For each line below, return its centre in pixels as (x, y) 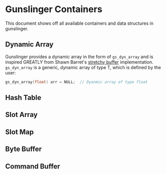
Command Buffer (33, 166)
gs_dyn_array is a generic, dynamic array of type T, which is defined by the (83, 67)
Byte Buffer (23, 149)
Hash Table (23, 98)
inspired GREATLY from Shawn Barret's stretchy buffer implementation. (79, 62)
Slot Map (19, 132)
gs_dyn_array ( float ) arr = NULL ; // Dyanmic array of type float (76, 82)
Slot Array (21, 115)
